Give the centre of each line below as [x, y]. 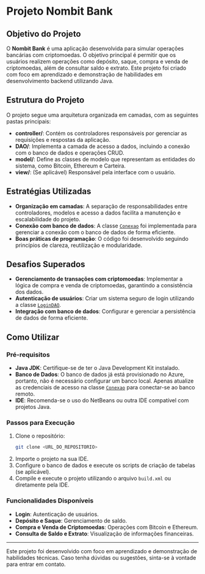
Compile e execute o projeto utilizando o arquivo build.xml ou [93, 479]
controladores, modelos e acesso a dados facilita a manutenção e [98, 213]
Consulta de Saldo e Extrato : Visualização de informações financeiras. [104, 534]
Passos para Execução [41, 423]
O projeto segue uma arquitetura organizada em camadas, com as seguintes [103, 115]
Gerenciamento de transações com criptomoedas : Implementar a [99, 279]
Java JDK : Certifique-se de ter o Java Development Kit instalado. [97, 368]
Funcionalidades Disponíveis [50, 501]
